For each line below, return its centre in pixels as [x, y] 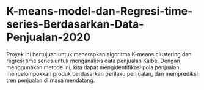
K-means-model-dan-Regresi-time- [100, 11]
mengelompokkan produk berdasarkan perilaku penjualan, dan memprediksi [102, 73]
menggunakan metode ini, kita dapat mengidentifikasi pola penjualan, [94, 67]
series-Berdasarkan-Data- [75, 24]
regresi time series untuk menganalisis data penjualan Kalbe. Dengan [93, 61]
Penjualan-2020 [49, 37]
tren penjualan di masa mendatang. [51, 80]
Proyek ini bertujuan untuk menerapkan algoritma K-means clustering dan [99, 54]
